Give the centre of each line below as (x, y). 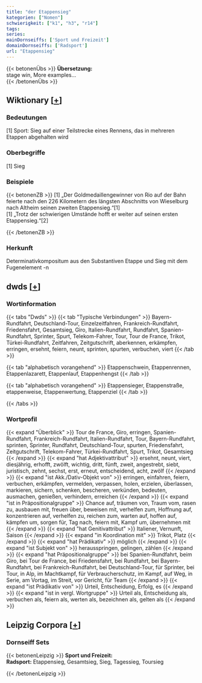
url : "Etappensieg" (31, 51)
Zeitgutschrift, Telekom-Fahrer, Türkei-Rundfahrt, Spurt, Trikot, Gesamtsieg (100, 452)
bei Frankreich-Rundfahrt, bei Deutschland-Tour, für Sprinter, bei (114, 567)
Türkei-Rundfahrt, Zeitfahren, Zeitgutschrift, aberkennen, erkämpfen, (92, 343)
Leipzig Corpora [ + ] (44, 625)
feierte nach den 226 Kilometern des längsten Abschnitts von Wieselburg (97, 201)
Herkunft (20, 247)
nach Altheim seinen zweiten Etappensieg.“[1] (63, 208)
